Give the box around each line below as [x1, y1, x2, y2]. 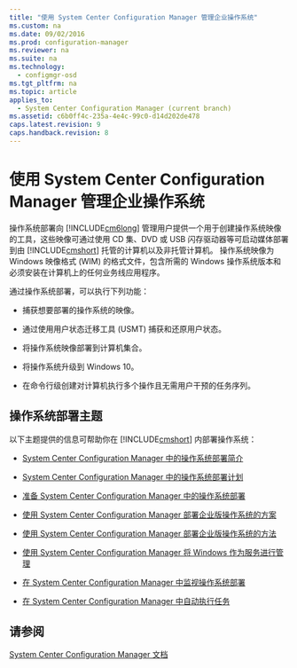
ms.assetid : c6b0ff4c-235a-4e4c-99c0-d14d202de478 [9, 112, 200, 121]
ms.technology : [9, 63, 66, 72]
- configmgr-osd [17, 71, 77, 80]
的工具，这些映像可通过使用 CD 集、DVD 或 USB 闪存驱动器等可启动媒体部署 [9, 233, 289, 244]
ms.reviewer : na [9, 46, 69, 55]
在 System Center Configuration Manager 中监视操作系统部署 [21, 577, 246, 587]
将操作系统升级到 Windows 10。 [21, 361, 139, 372]
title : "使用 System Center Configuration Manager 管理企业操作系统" [9, 12, 259, 22]
